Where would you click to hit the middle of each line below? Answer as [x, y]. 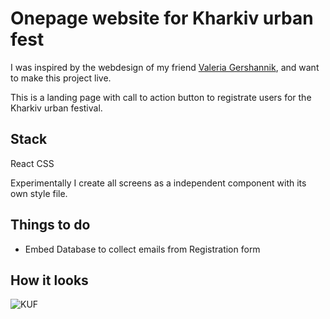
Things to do [50, 225]
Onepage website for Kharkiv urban [162, 18]
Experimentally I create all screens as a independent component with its [158, 183]
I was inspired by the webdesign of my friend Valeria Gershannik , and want [165, 67]
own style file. [39, 193]
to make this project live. [61, 78]
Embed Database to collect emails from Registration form [142, 249]
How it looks [49, 280]
